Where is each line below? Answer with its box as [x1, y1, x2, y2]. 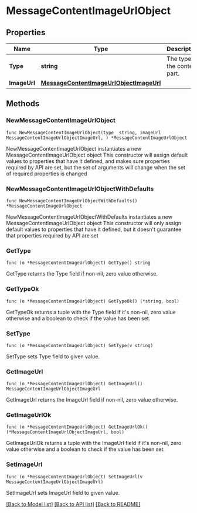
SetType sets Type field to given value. [6, 353, 100, 360]
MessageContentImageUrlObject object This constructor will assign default [6, 151, 188, 158]
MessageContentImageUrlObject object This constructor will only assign [6, 219, 182, 226]
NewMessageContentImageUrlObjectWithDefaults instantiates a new [6, 213, 173, 220]
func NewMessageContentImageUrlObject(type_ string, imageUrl [6, 130, 161, 135]
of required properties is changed [6, 170, 87, 177]
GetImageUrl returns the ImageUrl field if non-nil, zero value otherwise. [6, 396, 178, 403]
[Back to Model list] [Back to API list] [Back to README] [6, 500, 141, 508]
